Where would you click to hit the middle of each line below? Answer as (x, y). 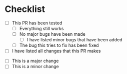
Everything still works (41, 29)
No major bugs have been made (52, 34)
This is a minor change (35, 67)
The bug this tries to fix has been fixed (59, 45)
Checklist (25, 9)
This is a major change (35, 61)
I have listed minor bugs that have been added (74, 40)
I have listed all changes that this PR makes (56, 51)
